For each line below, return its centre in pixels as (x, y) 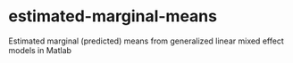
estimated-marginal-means (113, 16)
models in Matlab (40, 50)
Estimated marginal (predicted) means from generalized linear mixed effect (146, 41)
